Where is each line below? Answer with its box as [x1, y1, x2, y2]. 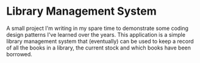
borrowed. [6, 50, 32, 57]
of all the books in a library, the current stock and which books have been [6, 44, 191, 51]
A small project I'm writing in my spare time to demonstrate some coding [6, 24, 189, 32]
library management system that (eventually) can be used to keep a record [6, 37, 194, 45]
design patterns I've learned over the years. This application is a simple [6, 31, 186, 38]
